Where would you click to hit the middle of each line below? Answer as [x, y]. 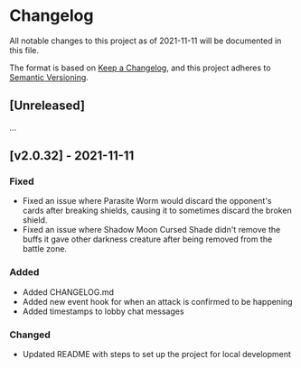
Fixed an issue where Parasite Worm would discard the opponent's [147, 201]
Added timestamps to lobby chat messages [103, 311]
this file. [24, 50]
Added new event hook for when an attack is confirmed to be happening [157, 301]
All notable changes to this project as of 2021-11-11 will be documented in [146, 41]
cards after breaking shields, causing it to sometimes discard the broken [157, 211]
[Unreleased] [47, 106]
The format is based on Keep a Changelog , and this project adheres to [140, 68]
